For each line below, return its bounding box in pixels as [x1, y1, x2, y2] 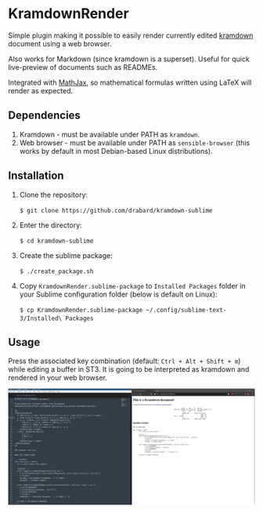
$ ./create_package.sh [19, 267, 94, 275]
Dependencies [8, 109, 81, 122]
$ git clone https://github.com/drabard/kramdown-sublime [19, 206, 213, 214]
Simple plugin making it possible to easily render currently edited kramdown [8, 31, 254, 40]
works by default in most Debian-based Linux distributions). [19, 146, 213, 155]
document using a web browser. [8, 38, 112, 48]
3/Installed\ [19, 315, 63, 322]
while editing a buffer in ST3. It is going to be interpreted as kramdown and [8, 365, 250, 374]
